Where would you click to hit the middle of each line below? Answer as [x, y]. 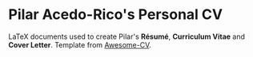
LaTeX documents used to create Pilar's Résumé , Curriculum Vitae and [127, 36]
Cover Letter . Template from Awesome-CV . [80, 44]
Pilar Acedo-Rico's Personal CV [115, 15]
